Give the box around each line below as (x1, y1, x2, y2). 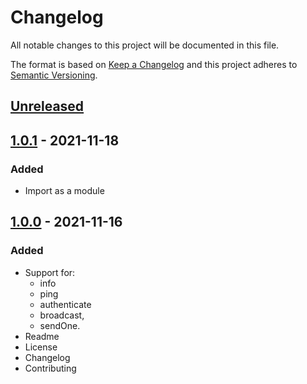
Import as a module (24, 185, 105, 197)
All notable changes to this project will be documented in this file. (10, 39, 280, 51)
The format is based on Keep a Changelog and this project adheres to (10, 58, 298, 70)
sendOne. (39, 319, 81, 331)
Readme (24, 330, 60, 342)
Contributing (24, 362, 77, 374)
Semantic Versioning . (10, 69, 98, 81)
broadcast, (39, 309, 85, 321)
